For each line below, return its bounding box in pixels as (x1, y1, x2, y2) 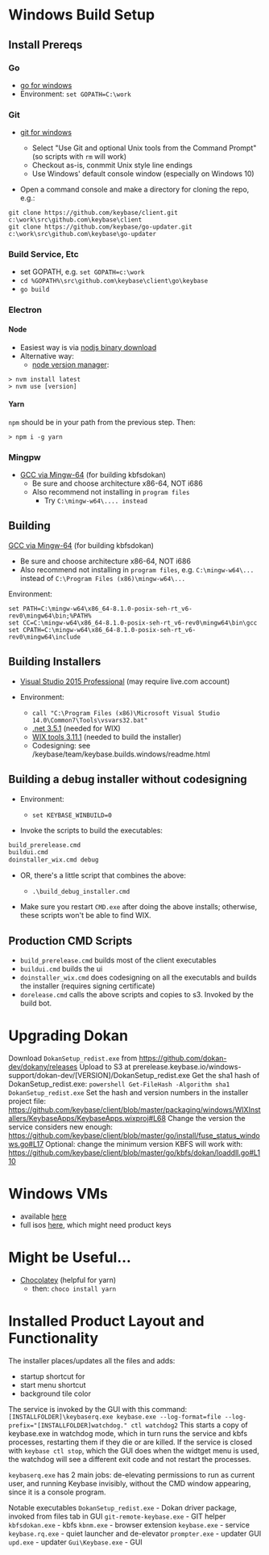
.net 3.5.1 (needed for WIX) (31, 723, 121, 733)
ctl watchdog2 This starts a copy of (130, 1420, 248, 1430)
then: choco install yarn (31, 1283, 117, 1293)
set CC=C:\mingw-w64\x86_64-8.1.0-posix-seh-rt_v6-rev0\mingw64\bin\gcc (8, 618, 258, 627)
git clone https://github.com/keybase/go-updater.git (8, 223, 193, 231)
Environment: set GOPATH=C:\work (19, 89, 131, 99)
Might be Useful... (8, 1249, 131, 1266)
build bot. (19, 998, 52, 1008)
